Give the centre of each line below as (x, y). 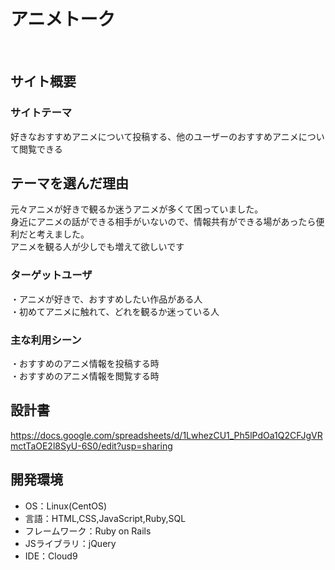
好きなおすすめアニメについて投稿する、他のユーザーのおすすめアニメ (154, 136)
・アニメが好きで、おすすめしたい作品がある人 (106, 299)
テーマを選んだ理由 (69, 183)
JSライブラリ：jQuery (70, 543)
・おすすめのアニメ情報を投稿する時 (85, 364)
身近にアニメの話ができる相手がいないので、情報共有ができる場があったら (163, 222)
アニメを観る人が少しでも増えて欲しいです (97, 247)
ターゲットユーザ (51, 275)
